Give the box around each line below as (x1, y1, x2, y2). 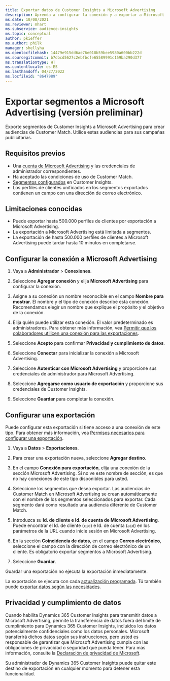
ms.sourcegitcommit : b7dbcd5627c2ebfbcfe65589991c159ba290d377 (5, 55, 142, 60)
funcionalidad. (5, 670, 36, 676)
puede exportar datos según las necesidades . (5, 584, 101, 590)
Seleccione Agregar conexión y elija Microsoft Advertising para (12, 278, 149, 284)
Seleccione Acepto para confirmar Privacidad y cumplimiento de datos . (12, 340, 165, 346)
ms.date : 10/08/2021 (5, 17, 49, 22)
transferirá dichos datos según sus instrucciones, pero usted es (5, 634, 139, 640)
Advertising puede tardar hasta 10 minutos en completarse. (12, 240, 137, 246)
